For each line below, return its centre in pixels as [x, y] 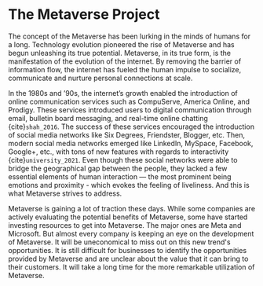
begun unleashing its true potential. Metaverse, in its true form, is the [120, 53]
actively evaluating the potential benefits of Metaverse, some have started [128, 217]
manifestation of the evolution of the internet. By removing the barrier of [125, 61]
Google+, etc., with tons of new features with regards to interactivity [119, 152]
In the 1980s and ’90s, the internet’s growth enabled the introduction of [123, 93]
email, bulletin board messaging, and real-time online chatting [108, 118]
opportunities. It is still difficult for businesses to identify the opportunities [128, 250]
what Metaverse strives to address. [65, 193]
